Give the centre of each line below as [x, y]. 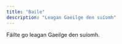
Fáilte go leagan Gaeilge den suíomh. [53, 34]
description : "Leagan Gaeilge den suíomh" [61, 17]
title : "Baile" [26, 12]
